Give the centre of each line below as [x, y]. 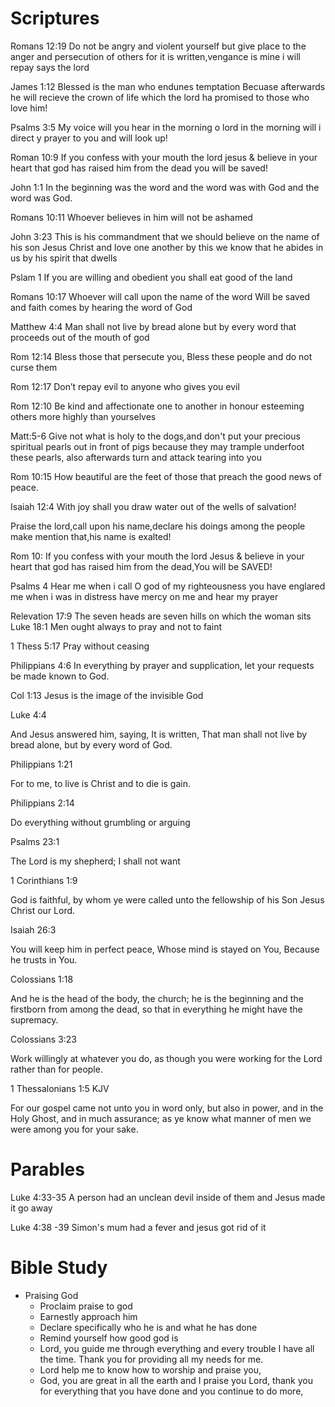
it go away [31, 1208]
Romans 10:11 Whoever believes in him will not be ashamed [131, 217]
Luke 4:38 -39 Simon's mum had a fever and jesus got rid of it [138, 1227]
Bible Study [59, 1268]
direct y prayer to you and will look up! [89, 138]
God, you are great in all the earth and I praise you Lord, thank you [176, 1380]
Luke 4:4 [28, 714]
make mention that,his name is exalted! [91, 536]
